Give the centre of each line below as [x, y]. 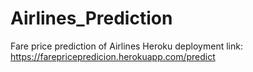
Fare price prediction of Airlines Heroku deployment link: [126, 46]
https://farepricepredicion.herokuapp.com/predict [113, 56]
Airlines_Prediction [91, 18]
